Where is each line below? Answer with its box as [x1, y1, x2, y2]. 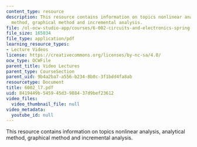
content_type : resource [6, 8, 64, 15]
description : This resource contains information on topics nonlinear [6, 14, 182, 20]
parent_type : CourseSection [6, 69, 75, 74]
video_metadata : [6, 107, 46, 112]
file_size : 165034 [6, 30, 51, 36]
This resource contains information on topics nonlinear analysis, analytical [6, 128, 186, 135]
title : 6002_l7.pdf [6, 85, 54, 91]
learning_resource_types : [6, 42, 69, 47]
